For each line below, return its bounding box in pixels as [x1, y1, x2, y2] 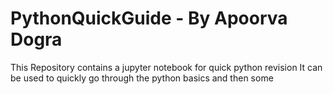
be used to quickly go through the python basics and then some [10, 72, 274, 84]
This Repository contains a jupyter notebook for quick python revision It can [10, 61, 323, 73]
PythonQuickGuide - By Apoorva [10, 7, 288, 30]
